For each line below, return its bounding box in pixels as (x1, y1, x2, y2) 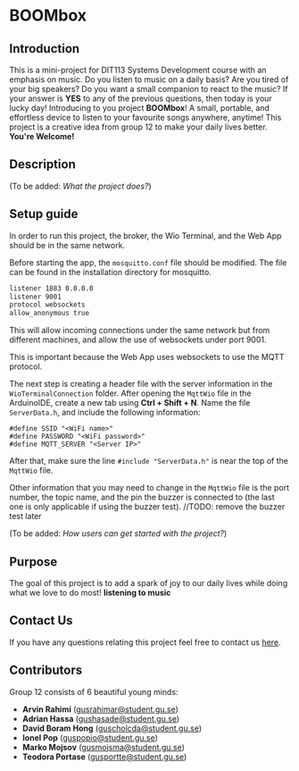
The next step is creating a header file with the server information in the (9, 379, 273, 390)
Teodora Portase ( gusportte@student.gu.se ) (21, 751, 187, 762)
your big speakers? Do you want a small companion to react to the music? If (9, 84, 288, 94)
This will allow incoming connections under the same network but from (9, 325, 270, 336)
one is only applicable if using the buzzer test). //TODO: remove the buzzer (9, 501, 286, 512)
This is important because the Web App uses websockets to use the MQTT (9, 352, 285, 363)
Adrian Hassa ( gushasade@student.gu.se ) (21, 713, 180, 724)
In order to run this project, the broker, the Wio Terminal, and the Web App (9, 230, 282, 241)
